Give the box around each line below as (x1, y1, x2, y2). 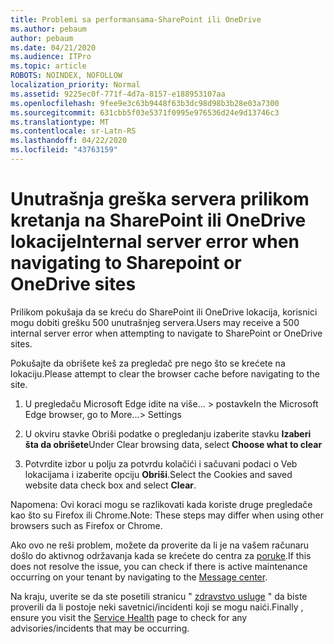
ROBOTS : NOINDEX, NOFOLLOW (10, 71, 123, 81)
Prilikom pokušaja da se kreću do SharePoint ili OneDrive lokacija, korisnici (10, 306, 318, 318)
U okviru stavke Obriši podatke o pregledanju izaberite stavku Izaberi (24, 427, 312, 440)
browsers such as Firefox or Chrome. (10, 519, 163, 531)
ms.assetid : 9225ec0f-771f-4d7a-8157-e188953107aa (10, 89, 226, 99)
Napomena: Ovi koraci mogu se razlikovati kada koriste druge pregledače (10, 498, 313, 510)
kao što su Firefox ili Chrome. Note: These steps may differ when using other (10, 509, 324, 521)
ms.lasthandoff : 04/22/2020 (10, 136, 128, 146)
